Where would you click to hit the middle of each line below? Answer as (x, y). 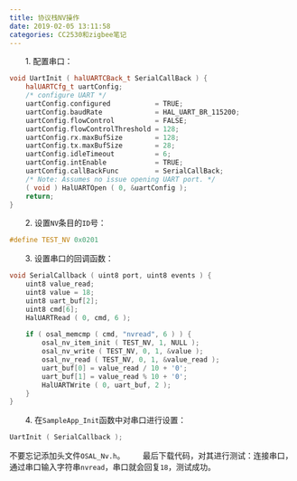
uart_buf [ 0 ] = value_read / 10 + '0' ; (115, 368)
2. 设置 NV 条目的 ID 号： (66, 223)
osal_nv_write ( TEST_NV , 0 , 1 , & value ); (123, 352)
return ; (40, 196)
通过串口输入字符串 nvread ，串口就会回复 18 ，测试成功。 (113, 467)
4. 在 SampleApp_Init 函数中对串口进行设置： (106, 420)
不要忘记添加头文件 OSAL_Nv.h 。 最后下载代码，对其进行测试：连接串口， (151, 456)
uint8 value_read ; (60, 284)
